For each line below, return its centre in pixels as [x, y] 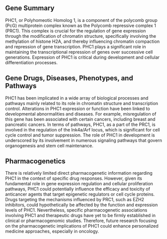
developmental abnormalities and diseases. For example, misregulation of [81, 114]
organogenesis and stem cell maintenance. [49, 145]
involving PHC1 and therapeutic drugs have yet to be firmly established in [81, 216]
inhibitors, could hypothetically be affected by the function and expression [82, 205]
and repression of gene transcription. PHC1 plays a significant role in [76, 46]
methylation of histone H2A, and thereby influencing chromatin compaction [83, 41]
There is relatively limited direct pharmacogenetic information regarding [79, 173]
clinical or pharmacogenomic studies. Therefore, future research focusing [81, 221]
